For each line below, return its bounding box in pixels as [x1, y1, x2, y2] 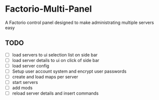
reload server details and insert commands [12, 90, 99, 96]
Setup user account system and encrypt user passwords [12, 68, 127, 74]
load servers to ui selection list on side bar [12, 52, 98, 58]
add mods [12, 85, 33, 91]
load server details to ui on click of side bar [12, 57, 99, 63]
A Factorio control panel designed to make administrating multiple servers [5, 20, 154, 25]
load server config [12, 62, 49, 69]
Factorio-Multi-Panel [5, 3, 92, 15]
